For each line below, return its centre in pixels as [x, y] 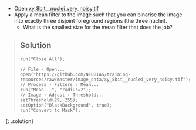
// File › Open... [42, 69]
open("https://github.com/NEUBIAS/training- [75, 74]
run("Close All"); [42, 59]
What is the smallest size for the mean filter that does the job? [97, 27]
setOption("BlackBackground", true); [66, 105]
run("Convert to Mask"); [50, 110]
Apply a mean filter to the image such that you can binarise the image [98, 15]
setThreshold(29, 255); [49, 100]
